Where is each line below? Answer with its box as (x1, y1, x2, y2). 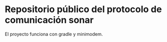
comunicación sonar (5, 14, 94, 26)
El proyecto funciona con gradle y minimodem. (5, 31, 103, 37)
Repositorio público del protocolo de (5, 4, 162, 15)
